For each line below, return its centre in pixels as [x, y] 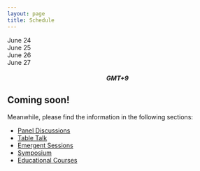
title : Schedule [31, 20]
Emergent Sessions [45, 145]
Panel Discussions [44, 131]
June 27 [19, 62]
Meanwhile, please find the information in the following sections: [100, 117]
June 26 [19, 55]
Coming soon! [38, 100]
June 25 [19, 47]
